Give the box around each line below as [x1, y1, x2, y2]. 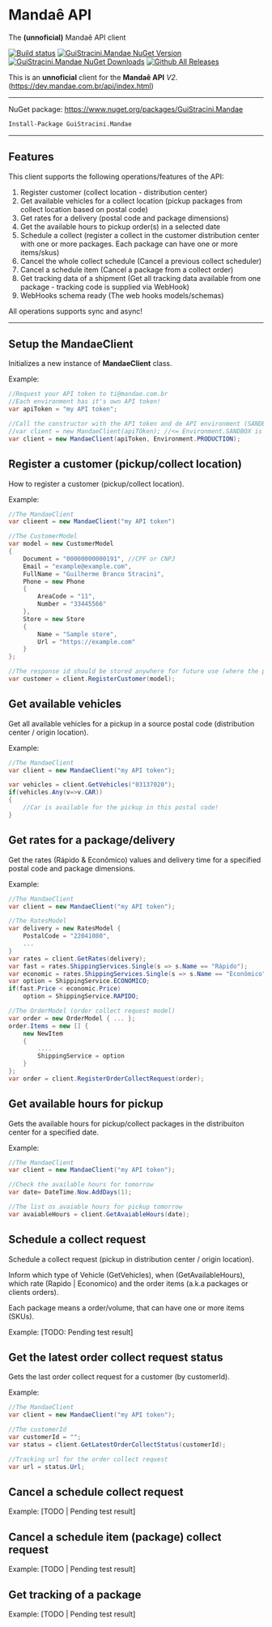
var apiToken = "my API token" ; [8, 405, 117, 414]
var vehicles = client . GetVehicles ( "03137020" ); [8, 781, 176, 789]
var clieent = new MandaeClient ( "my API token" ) [8, 517, 176, 526]
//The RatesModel [8, 917, 67, 925]
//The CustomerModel [8, 532, 79, 540]
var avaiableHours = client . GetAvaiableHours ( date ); [8, 1210, 190, 1218]
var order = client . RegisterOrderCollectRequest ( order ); [8, 1075, 205, 1083]
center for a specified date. [8, 1127, 100, 1137]
